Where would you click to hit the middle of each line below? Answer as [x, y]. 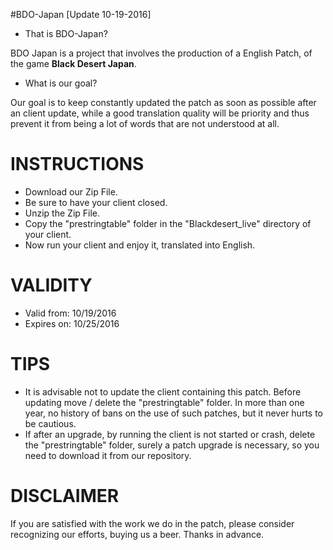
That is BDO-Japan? [66, 33]
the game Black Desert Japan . [73, 63]
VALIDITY [51, 285]
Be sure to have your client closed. [96, 202]
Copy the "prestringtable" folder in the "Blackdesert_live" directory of [168, 223]
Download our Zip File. [71, 191]
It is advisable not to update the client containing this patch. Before [163, 391]
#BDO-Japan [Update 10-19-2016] [81, 14]
